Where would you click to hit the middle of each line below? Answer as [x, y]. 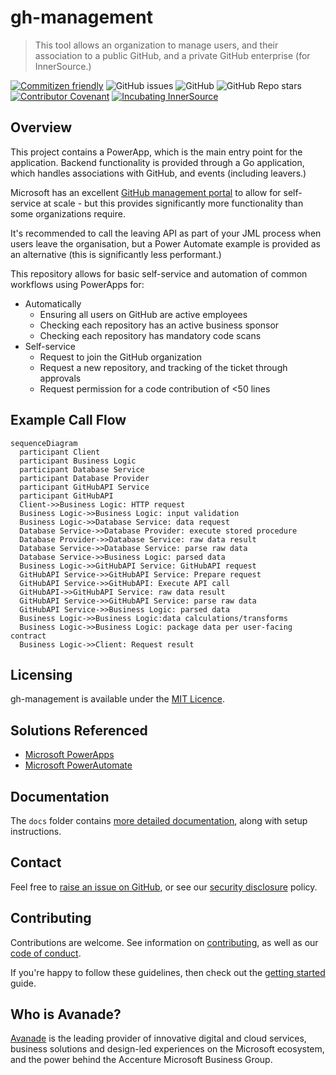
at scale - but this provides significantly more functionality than [173, 203]
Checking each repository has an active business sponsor [159, 325]
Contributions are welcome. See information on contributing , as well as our [164, 942]
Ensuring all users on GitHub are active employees [143, 314]
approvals [60, 378]
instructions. [36, 831]
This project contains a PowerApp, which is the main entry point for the [156, 152]
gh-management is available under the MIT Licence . [118, 699]
